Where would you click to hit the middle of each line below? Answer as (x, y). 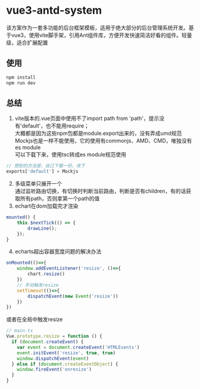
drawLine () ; (43, 228)
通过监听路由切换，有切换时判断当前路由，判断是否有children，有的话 (100, 191)
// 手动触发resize (38, 285)
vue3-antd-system (54, 10)
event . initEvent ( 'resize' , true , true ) (66, 353)
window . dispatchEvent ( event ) (53, 359)
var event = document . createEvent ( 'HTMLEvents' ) (78, 347)
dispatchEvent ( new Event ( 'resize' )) (73, 296)
